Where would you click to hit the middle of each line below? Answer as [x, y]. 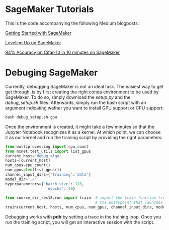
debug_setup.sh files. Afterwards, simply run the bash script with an [76, 102]
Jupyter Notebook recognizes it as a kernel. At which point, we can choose [83, 132]
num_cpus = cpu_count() [28, 165]
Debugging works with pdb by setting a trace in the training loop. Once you [83, 217]
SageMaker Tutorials [50, 9]
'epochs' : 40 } [60, 189]
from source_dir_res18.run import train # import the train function [81, 198]
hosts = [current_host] [28, 161]
